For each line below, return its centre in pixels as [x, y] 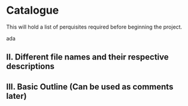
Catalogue [33, 10]
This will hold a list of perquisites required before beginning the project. [94, 27]
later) [16, 96]
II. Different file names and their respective [87, 57]
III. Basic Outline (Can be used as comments [90, 87]
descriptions [31, 66]
